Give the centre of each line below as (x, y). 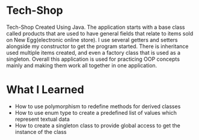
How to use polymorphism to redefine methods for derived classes (98, 106)
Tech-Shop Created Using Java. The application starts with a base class (96, 27)
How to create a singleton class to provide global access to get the (97, 125)
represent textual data (42, 119)
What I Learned (45, 90)
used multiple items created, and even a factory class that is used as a (93, 52)
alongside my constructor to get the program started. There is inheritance (97, 46)
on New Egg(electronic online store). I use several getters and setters (92, 40)
